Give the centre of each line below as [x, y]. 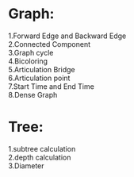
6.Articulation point [39, 78]
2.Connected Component [50, 44]
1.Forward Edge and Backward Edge [67, 36]
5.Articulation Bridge [42, 69]
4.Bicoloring [28, 61]
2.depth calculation [40, 157]
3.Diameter [27, 165]
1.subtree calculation [42, 148]
